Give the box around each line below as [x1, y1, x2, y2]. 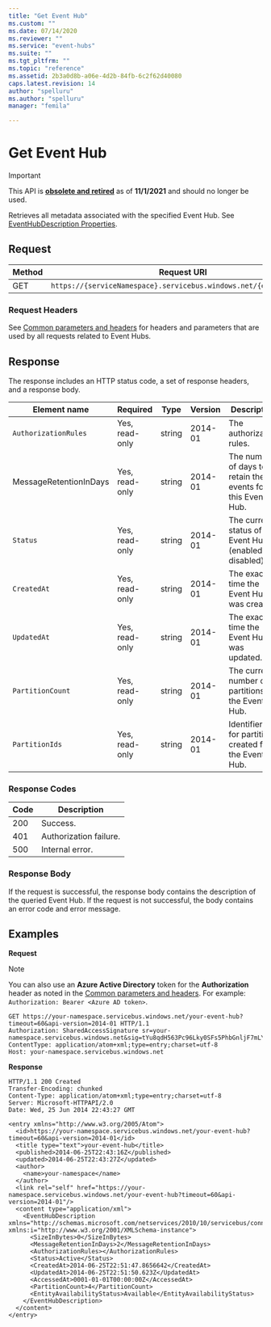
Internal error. [41, 844, 94, 855]
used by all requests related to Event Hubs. [8, 331, 152, 341]
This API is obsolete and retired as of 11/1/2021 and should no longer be [8, 187, 249, 196]
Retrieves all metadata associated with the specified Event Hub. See [8, 211, 235, 221]
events [228, 481, 254, 492]
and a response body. [8, 385, 81, 394]
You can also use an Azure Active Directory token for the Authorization [8, 979, 249, 990]
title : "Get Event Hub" [8, 11, 89, 20]
